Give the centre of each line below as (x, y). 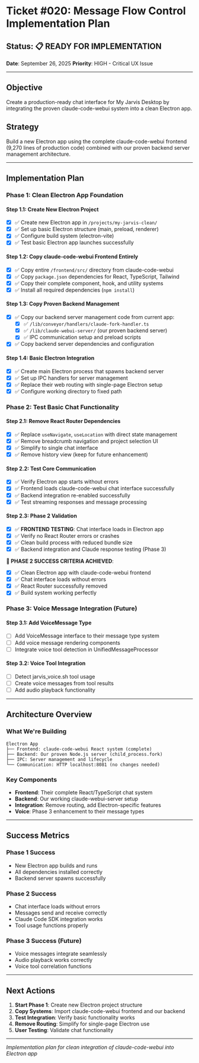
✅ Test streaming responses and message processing (81, 502)
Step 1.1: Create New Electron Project (52, 209)
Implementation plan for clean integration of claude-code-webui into (90, 1048)
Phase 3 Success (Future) (44, 941)
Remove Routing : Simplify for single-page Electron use (82, 1024)
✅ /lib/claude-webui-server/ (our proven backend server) (95, 330)
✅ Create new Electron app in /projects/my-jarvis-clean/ (86, 223)
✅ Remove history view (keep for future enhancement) (81, 455)
